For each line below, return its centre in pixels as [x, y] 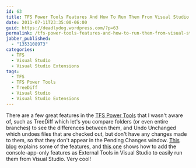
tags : [13, 71]
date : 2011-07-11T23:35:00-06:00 [47, 22]
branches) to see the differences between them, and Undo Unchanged [91, 128]
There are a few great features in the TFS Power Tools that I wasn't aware [94, 115]
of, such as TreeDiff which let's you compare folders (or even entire [87, 121]
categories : [20, 50]
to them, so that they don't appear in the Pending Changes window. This [93, 140]
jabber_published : [28, 39]
